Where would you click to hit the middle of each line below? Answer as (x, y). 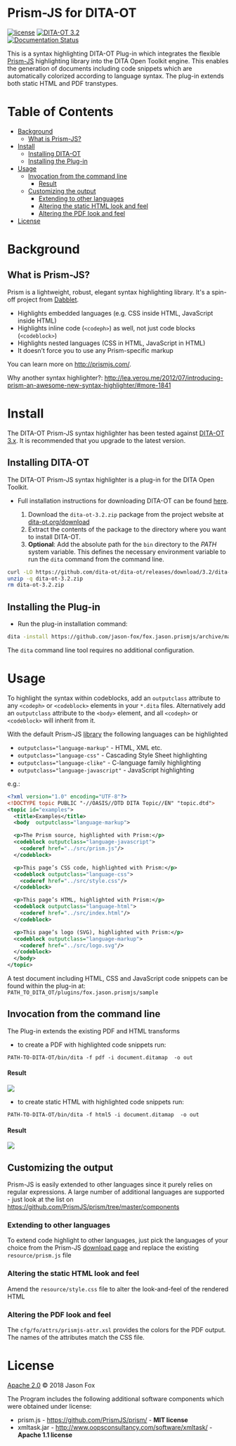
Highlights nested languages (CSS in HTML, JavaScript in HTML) (111, 343)
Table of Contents (60, 112)
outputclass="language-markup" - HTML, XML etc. (90, 747)
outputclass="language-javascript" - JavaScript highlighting (106, 770)
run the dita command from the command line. (96, 559)
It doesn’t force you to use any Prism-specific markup (95, 350)
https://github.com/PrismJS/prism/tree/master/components (93, 1207)
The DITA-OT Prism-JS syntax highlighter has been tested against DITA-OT (116, 433)
